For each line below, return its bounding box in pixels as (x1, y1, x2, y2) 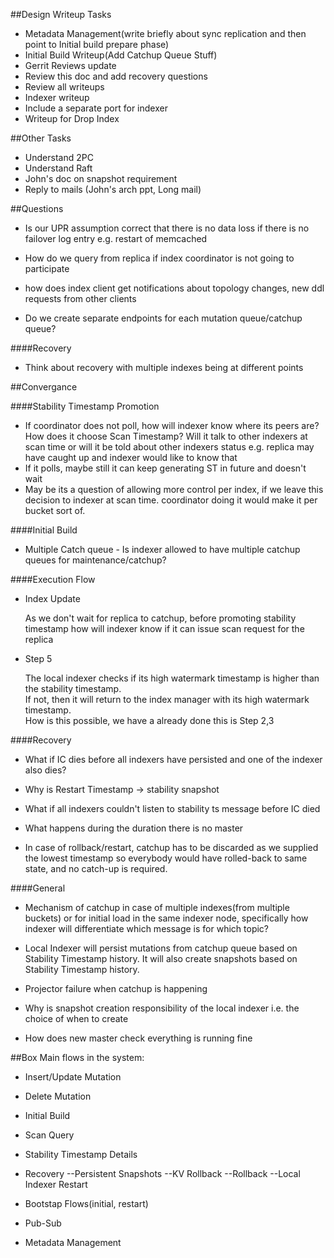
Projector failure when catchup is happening (24, 983, 208, 994)
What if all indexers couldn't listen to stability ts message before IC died (24, 803, 321, 814)
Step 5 (24, 653, 53, 664)
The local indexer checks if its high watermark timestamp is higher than (24, 672, 320, 684)
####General (10, 882, 66, 894)
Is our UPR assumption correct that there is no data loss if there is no (24, 222, 310, 234)
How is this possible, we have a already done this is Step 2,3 (24, 715, 275, 726)
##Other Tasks (10, 132, 72, 144)
